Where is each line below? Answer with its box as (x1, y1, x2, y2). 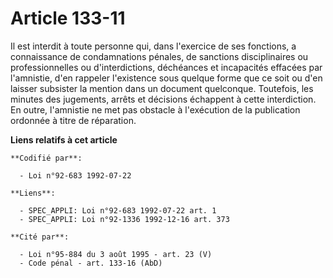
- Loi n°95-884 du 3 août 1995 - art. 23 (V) (19, 249, 213, 259)
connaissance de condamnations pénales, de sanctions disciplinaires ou (10, 50, 309, 62)
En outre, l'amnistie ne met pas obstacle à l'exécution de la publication (10, 103, 301, 116)
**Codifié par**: (10, 153, 83, 163)
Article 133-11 (10, 7, 126, 30)
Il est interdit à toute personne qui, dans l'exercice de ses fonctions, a (10, 40, 297, 52)
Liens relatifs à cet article (10, 133, 118, 146)
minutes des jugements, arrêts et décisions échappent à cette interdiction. (10, 93, 317, 105)
